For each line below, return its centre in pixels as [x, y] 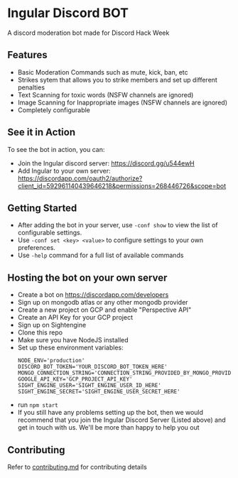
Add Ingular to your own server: [64, 170]
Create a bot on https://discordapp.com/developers [93, 295]
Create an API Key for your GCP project [75, 317]
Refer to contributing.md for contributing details [77, 467]
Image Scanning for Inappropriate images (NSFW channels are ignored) [122, 102]
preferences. [36, 248]
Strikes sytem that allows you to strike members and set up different [118, 80]
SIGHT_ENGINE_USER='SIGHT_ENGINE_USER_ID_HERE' [89, 386]
